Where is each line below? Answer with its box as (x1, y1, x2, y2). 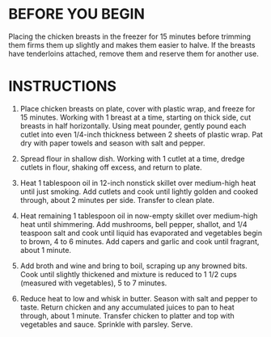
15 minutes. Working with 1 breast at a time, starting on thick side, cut (19, 112, 252, 122)
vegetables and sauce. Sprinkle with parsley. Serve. (19, 319, 193, 329)
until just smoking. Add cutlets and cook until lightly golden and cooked (19, 187, 259, 196)
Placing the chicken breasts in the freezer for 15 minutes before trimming (8, 32, 252, 41)
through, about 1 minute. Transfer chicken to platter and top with (19, 310, 235, 320)
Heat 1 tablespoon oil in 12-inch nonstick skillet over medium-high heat (19, 178, 256, 187)
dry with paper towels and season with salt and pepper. (19, 138, 205, 148)
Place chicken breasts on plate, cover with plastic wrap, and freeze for (19, 103, 256, 113)
